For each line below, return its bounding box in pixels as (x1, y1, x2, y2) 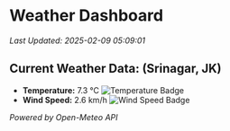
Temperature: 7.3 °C (22, 84, 99, 95)
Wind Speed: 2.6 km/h (22, 94, 108, 105)
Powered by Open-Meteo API (9, 111, 119, 122)
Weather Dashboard (9, 5, 164, 26)
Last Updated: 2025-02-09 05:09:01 (9, 35, 146, 46)
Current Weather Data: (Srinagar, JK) (9, 61, 223, 76)
